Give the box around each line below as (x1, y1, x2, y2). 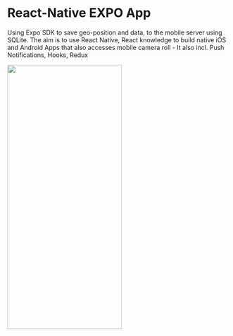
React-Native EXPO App (7, 5, 151, 21)
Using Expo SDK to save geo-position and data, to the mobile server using (7, 28, 223, 37)
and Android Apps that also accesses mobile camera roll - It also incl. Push (7, 43, 225, 51)
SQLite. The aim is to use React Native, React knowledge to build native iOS (7, 35, 227, 44)
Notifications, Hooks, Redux (7, 51, 89, 59)
